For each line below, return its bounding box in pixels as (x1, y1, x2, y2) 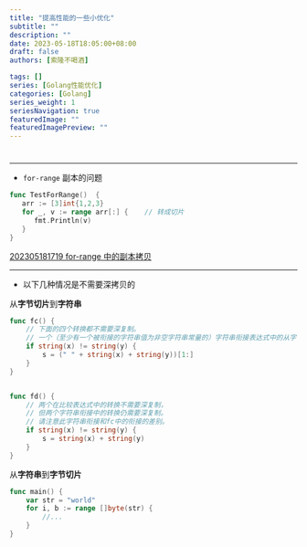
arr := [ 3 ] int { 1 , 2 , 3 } (21, 199, 104, 208)
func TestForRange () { (9, 191, 101, 200)
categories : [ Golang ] (9, 89, 92, 99)
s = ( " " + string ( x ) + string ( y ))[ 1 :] (42, 351, 195, 360)
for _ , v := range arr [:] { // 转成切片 (21, 207, 185, 217)
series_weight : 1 (9, 98, 76, 107)
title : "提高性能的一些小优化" (9, 13, 115, 23)
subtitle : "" (9, 22, 59, 31)
